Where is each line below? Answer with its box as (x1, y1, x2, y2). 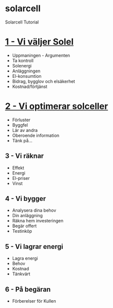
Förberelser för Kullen (12, 298, 56, 304)
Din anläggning (12, 213, 43, 219)
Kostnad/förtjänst (12, 84, 47, 89)
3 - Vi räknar (5, 152, 44, 160)
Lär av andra (12, 127, 38, 133)
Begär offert (12, 223, 37, 229)
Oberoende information (12, 132, 60, 138)
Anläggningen (12, 68, 41, 74)
